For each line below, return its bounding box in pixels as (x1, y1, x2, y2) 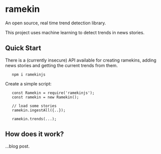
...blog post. (5, 143, 30, 149)
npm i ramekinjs (11, 72, 46, 77)
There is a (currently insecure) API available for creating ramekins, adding (5, 57, 157, 63)
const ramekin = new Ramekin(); (11, 94, 79, 100)
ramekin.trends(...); (11, 116, 57, 121)
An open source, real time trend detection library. (5, 20, 106, 26)
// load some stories (11, 103, 57, 108)
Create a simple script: (5, 80, 52, 86)
